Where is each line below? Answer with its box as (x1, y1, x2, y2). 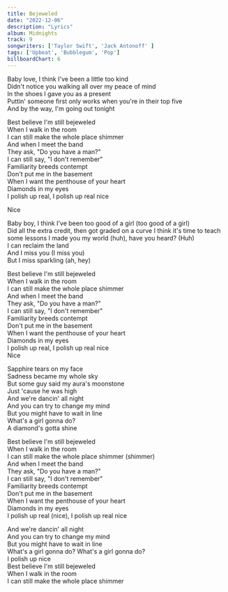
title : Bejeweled (7, 10, 58, 17)
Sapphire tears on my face (7, 364, 84, 373)
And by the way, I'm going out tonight (7, 104, 115, 112)
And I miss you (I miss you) (7, 248, 85, 257)
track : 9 (7, 36, 33, 43)
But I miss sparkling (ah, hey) (7, 256, 91, 264)
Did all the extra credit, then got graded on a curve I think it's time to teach (7, 226, 221, 234)
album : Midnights (7, 29, 58, 37)
